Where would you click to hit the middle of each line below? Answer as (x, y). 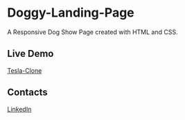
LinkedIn (19, 109)
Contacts (28, 93)
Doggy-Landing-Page (71, 13)
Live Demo (30, 54)
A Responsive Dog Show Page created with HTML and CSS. (92, 32)
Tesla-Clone (25, 70)
